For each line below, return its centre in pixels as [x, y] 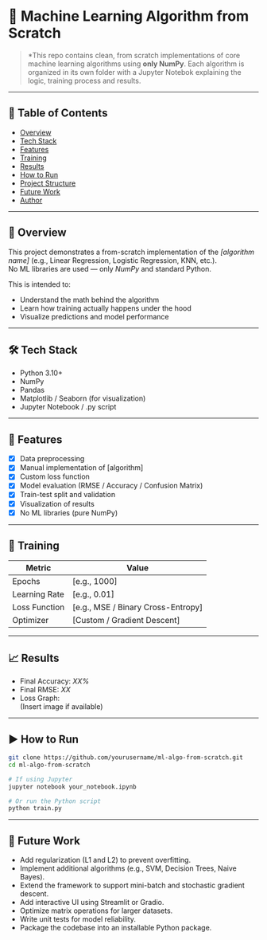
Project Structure [48, 183]
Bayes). [32, 877]
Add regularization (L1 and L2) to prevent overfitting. [105, 860]
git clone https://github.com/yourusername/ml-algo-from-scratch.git [126, 758]
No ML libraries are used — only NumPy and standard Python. [110, 268]
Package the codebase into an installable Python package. [116, 928]
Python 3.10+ [41, 373]
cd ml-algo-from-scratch [49, 765]
